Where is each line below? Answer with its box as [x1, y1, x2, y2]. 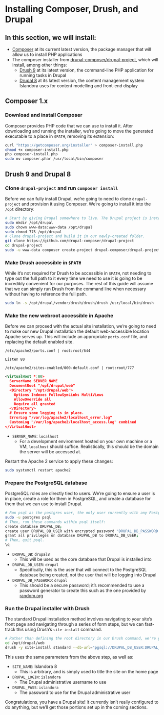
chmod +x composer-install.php [5, 147, 69, 152]
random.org [19, 593, 43, 599]
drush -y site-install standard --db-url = [5, 645, 93, 650]
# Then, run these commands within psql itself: [5, 519, 106, 524]
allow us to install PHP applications [12, 51, 82, 57]
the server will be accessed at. [19, 448, 82, 454]
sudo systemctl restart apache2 [5, 468, 71, 472]
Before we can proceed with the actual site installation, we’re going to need [5, 323, 157, 329]
